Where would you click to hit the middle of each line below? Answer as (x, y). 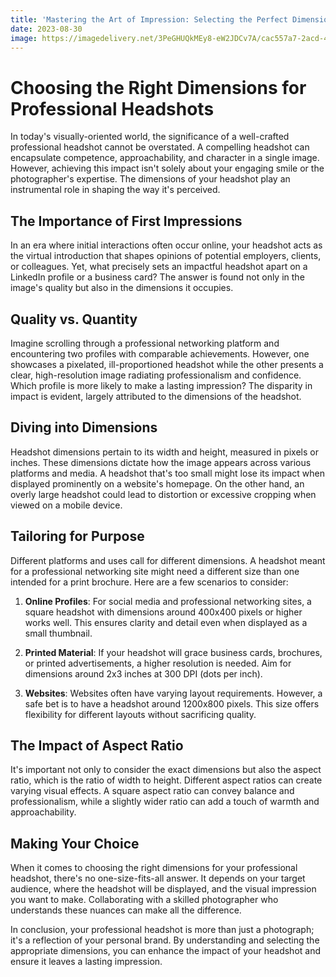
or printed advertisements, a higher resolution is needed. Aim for (158, 663)
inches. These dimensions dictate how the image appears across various (161, 462)
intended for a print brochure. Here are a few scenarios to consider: (149, 582)
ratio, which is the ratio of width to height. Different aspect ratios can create (166, 780)
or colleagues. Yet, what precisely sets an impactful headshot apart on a (159, 267)
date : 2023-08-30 (46, 29)
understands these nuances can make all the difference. (126, 910)
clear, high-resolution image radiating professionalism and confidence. (156, 375)
